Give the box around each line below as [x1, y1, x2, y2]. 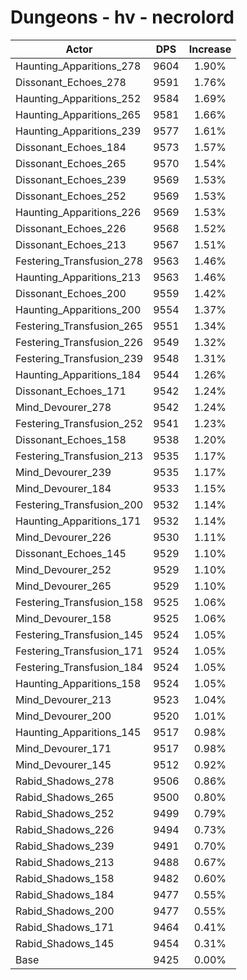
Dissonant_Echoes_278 [15, 75, 127, 89]
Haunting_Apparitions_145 [15, 725, 142, 739]
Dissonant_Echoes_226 [15, 221, 127, 235]
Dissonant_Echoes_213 [15, 237, 127, 251]
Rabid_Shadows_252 [15, 806, 115, 820]
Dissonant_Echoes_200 [15, 286, 127, 300]
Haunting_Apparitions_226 [15, 205, 142, 219]
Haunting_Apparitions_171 [15, 514, 142, 528]
